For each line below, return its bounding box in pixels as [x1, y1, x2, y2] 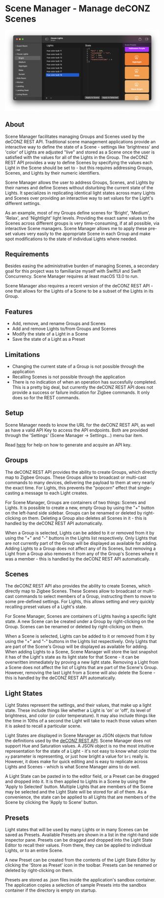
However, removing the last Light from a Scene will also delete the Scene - [5, 670, 156, 676]
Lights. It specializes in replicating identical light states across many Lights [5, 190, 156, 196]
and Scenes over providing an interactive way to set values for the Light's [5, 195, 153, 201]
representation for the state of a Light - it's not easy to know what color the [5, 748, 157, 754]
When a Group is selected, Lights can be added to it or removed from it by [5, 530, 155, 536]
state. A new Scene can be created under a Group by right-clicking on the [5, 618, 154, 624]
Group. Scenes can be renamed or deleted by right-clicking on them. [5, 624, 144, 630]
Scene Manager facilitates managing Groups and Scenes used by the [5, 133, 145, 139]
